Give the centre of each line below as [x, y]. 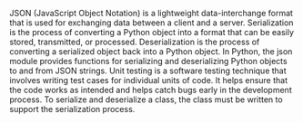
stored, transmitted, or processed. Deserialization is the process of [135, 42]
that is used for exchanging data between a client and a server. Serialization [151, 23]
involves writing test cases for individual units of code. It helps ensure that [149, 80]
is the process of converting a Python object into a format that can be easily [151, 32]
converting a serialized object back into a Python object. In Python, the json [151, 52]
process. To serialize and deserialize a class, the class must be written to [146, 99]
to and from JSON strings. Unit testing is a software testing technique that [148, 71]
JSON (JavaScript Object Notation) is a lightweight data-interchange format [151, 13]
